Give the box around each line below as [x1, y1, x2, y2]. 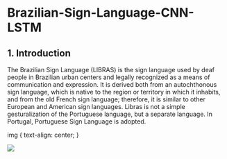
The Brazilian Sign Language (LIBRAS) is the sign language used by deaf [7, 66, 215, 74]
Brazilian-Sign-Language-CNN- [7, 5, 194, 21]
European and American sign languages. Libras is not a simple [7, 103, 185, 110]
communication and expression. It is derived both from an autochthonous [7, 81, 217, 88]
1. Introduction [7, 47, 71, 59]
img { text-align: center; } [7, 131, 79, 139]
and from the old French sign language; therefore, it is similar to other [7, 95, 206, 103]
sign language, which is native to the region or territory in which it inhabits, [7, 88, 221, 96]
